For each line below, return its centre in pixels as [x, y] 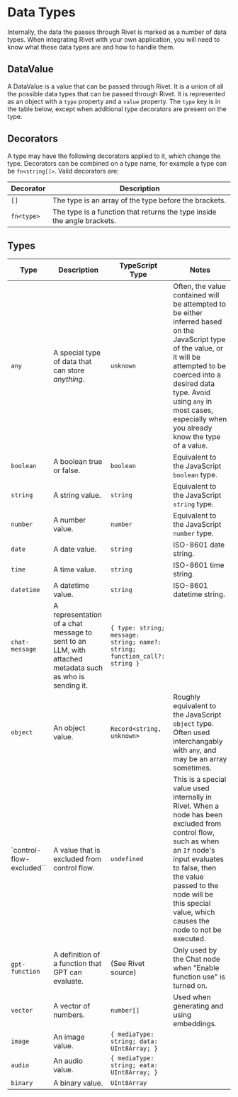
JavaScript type [199, 339]
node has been [198, 815]
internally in [193, 797]
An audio [68, 1061]
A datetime [71, 586]
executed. [189, 939]
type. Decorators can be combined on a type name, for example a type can [117, 163]
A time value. [75, 569]
